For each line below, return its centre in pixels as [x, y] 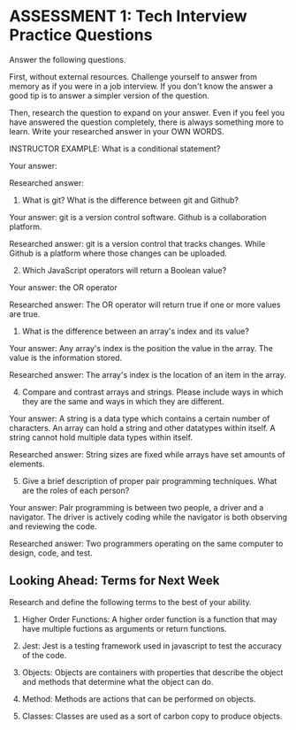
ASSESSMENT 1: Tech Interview [128, 16]
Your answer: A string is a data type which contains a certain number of [140, 419]
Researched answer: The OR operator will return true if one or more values [145, 304]
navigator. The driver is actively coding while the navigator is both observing [148, 517]
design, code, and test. [51, 553]
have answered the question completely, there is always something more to [147, 122]
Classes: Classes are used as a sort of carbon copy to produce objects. [152, 716]
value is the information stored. [66, 357]
